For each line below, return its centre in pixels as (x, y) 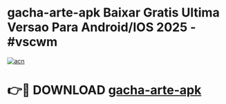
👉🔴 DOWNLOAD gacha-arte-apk (104, 90)
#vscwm (32, 42)
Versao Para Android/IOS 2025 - (102, 27)
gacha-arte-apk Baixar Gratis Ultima (113, 13)
